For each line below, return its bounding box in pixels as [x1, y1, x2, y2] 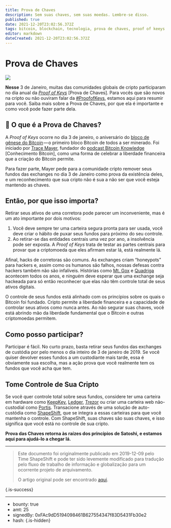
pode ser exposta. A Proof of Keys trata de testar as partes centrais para [12, 241, 165, 247]
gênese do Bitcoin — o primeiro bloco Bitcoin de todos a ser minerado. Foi [5, 140, 159, 146]
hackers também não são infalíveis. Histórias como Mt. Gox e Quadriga [5, 268, 154, 274]
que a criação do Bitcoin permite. [5, 156, 75, 162]
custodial [5, 404, 24, 410]
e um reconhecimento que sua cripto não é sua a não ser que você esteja [5, 176, 159, 182]
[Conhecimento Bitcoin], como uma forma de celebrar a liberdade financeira [5, 150, 165, 156]
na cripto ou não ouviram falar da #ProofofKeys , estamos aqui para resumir [5, 95, 163, 101]
